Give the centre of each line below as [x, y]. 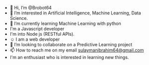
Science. [19, 18]
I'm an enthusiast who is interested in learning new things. [69, 57]
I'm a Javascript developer [37, 29]
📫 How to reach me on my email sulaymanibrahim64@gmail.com [77, 50]
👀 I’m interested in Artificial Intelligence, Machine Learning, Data [75, 13]
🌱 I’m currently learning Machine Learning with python [65, 23]
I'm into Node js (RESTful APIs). [42, 34]
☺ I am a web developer [35, 39]
